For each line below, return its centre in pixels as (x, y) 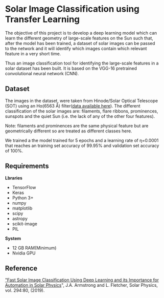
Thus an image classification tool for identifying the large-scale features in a (82, 63)
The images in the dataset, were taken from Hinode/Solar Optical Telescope (82, 101)
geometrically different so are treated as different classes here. (69, 131)
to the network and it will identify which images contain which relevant (76, 48)
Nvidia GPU (24, 253)
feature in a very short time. (33, 53)
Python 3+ (23, 198)
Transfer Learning (42, 19)
